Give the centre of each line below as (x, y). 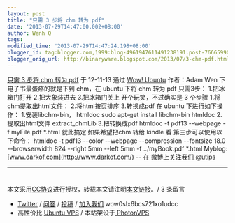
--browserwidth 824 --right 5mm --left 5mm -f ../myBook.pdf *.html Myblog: (117, 148)
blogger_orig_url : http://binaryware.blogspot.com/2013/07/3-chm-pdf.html (119, 59)
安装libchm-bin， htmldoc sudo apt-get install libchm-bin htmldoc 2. (124, 114)
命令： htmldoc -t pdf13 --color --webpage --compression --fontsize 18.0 (119, 141)
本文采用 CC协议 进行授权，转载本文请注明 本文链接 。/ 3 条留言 (96, 189)
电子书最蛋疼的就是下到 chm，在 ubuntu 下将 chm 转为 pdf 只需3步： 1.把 (113, 89)
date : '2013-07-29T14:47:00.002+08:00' (65, 26)
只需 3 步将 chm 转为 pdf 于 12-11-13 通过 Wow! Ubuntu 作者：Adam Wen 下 (116, 79)
